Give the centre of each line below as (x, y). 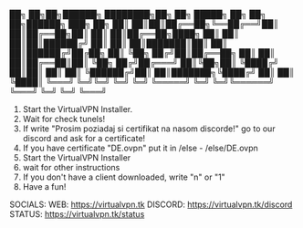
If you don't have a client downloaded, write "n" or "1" (124, 177)
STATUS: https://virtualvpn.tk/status (77, 214)
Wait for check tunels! (64, 119)
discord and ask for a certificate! (84, 138)
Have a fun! (44, 187)
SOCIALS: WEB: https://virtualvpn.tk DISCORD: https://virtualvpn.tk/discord (151, 204)
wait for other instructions (71, 167)
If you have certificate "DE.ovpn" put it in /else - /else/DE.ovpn (140, 148)
